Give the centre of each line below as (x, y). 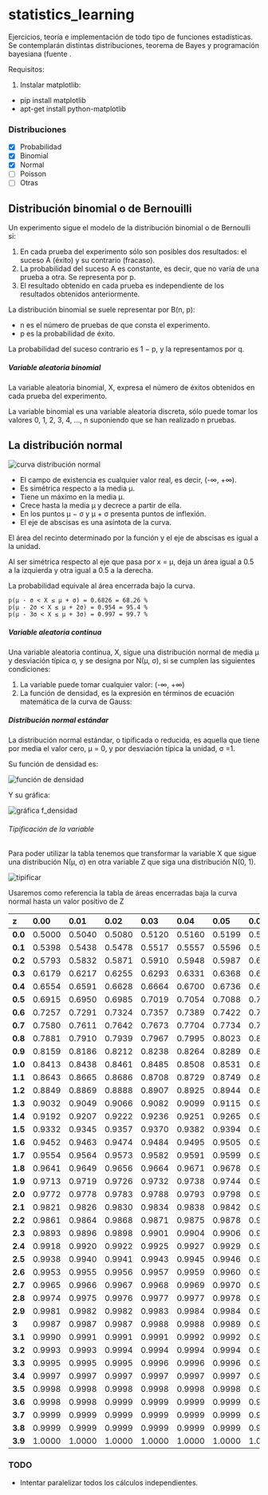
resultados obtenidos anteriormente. (80, 294)
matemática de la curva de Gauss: (76, 702)
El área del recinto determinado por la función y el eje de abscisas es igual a (134, 538)
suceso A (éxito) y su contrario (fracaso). (87, 260)
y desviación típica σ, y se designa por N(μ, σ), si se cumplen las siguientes (132, 661)
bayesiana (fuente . (40, 54)
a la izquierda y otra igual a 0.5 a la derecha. (81, 571)
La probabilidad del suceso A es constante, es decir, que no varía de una (139, 268)
